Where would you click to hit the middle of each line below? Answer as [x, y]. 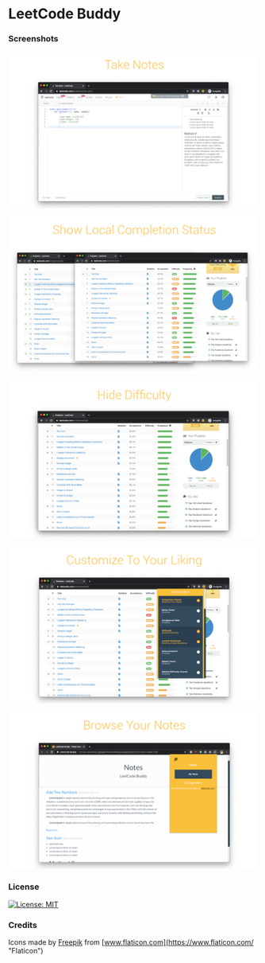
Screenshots [33, 39]
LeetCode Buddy [65, 14]
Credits [23, 925]
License [24, 887]
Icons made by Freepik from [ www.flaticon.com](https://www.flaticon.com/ [131, 942]
